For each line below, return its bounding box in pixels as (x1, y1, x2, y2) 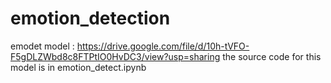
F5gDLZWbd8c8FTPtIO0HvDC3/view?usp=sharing (10, 50, 221, 62)
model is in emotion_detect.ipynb (10, 61, 147, 73)
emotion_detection (10, 7, 171, 30)
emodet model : (10, 40, 75, 52)
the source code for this (222, 50, 322, 62)
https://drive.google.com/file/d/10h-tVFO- (76, 40, 250, 52)
